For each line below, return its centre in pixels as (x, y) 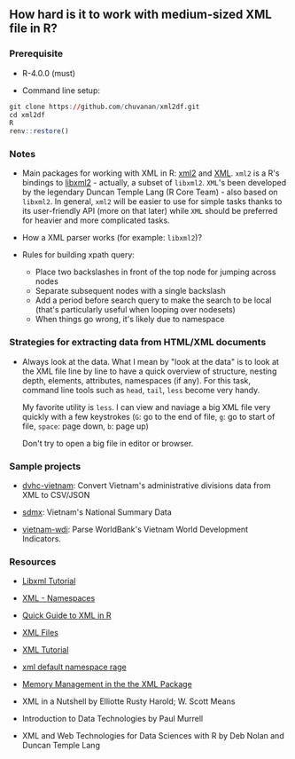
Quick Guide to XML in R (67, 615)
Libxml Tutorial (49, 581)
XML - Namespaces (58, 598)
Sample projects (45, 466)
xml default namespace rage (74, 667)
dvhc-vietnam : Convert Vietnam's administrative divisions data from (146, 486)
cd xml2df (27, 115)
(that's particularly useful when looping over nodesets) (136, 310)
